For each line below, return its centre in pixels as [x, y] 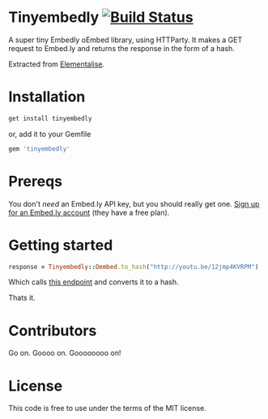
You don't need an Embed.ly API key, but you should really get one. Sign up [134, 203]
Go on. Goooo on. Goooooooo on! [65, 353]
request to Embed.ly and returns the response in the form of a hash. [121, 48]
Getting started [61, 245]
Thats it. [22, 298]
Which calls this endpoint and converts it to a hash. [94, 282]
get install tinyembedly [50, 118]
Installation [47, 97]
